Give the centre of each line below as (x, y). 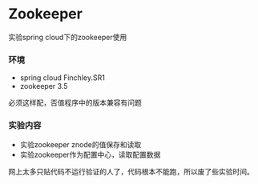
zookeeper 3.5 (44, 86)
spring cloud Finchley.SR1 (62, 78)
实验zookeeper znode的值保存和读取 (81, 144)
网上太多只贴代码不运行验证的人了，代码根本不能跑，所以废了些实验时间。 (131, 171)
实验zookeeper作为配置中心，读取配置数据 (90, 154)
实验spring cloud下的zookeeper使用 (68, 37)
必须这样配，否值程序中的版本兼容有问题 (75, 103)
